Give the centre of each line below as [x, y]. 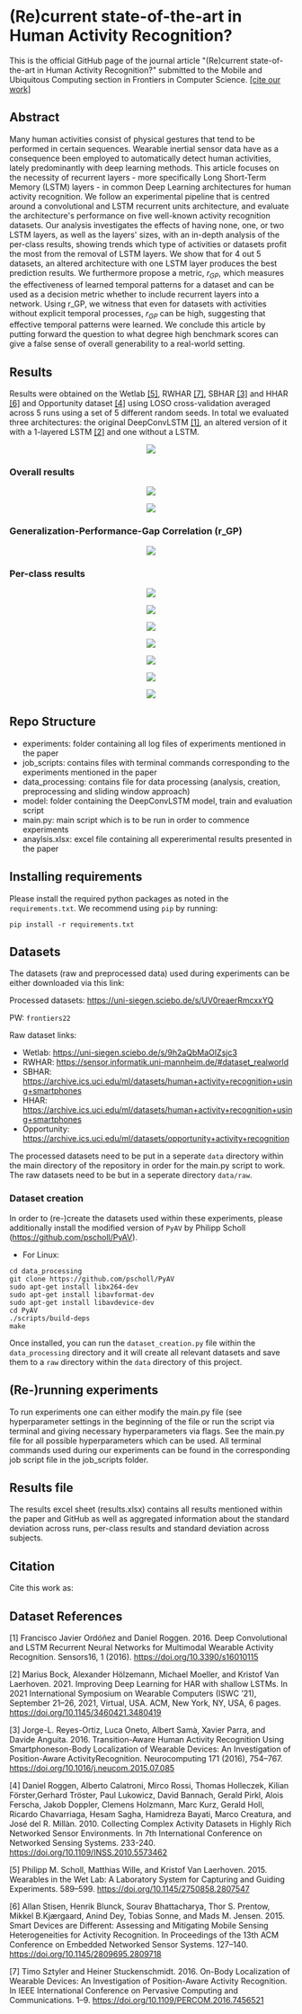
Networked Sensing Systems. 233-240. [82, 1843]
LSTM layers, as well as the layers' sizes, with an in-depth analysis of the [145, 235]
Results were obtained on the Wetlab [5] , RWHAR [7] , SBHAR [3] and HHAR [149, 394]
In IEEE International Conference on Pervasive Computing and [124, 1991]
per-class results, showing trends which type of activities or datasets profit [148, 244]
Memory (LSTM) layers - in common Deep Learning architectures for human [151, 187]
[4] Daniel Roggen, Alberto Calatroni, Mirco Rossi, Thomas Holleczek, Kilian [149, 1786]
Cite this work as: [41, 1588]
